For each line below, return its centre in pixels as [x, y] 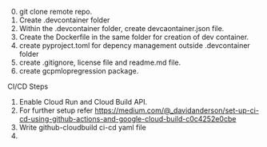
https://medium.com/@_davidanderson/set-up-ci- [177, 110]
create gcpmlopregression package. [79, 71]
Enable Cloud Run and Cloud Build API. [83, 102]
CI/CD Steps [28, 86]
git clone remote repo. [56, 12]
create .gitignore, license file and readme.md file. [100, 62]
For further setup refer [56, 110]
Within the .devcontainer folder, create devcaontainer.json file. [122, 28]
